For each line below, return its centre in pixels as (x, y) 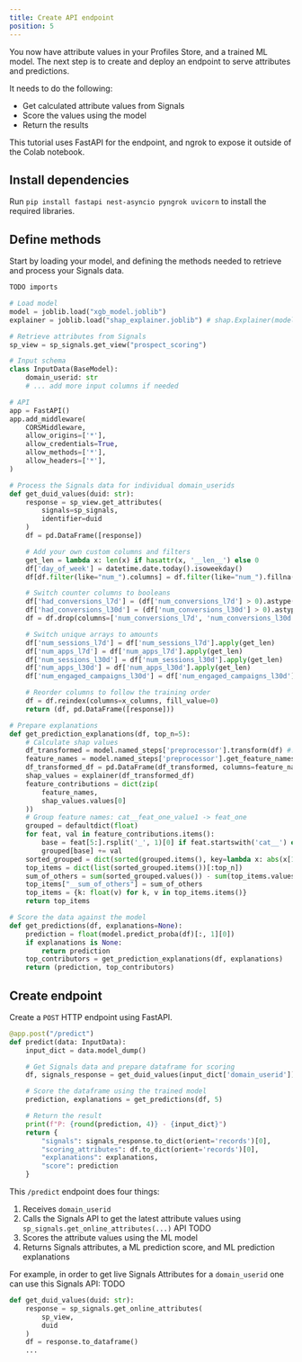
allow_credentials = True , (72, 444)
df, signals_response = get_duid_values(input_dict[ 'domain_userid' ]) (160, 1075)
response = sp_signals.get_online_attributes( (114, 1308)
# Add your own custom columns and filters (108, 551)
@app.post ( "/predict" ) (52, 1034)
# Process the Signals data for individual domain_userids (122, 485)
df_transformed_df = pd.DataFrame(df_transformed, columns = (140, 767)
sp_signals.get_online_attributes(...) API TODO (117, 1228)
